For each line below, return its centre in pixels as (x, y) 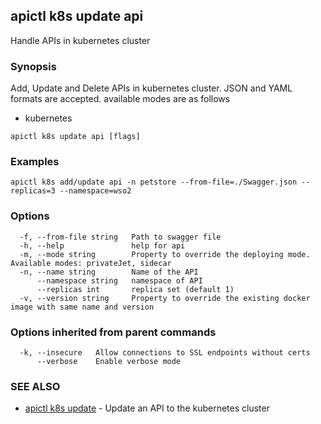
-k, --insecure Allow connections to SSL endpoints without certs (165, 353)
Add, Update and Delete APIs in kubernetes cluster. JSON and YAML (151, 88)
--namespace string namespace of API (119, 280)
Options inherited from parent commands (113, 332)
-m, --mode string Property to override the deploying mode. (165, 254)
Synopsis (33, 66)
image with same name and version (82, 307)
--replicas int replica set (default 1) (135, 289)
